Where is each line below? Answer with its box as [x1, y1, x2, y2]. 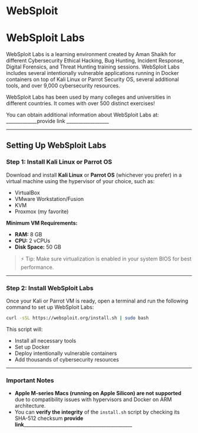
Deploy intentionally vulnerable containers [14, 350, 117, 357]
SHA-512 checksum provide [14, 415, 84, 422]
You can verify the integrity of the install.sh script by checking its [14, 409, 180, 416]
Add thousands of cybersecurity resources [14, 356, 119, 363]
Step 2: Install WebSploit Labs [6, 284, 94, 292]
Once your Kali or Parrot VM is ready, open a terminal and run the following [6, 297, 189, 305]
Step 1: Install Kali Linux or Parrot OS [6, 158, 113, 166]
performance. [20, 263, 54, 271]
